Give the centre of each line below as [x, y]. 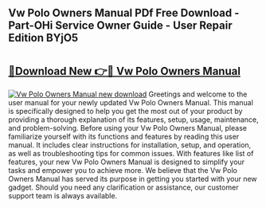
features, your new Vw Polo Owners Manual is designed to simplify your [127, 162]
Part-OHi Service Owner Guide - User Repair [120, 26]
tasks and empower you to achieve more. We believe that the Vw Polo [123, 170]
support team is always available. [63, 196]
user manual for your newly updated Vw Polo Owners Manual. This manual [131, 102]
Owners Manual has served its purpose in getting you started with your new [133, 179]
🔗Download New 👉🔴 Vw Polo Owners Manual [125, 71]
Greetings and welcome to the [198, 94]
